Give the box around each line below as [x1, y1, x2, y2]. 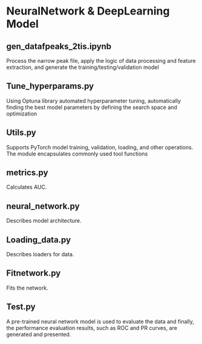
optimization [6, 110, 37, 117]
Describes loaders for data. [6, 251, 74, 258]
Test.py [6, 302, 36, 312]
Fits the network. [6, 284, 48, 291]
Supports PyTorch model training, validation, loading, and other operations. [6, 143, 194, 151]
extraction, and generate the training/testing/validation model [6, 63, 159, 71]
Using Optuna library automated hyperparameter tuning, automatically [6, 97, 181, 104]
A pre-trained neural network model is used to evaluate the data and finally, [6, 317, 195, 325]
